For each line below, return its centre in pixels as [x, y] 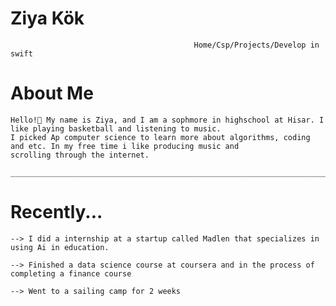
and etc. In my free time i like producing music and [125, 146]
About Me [52, 93]
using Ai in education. [60, 247]
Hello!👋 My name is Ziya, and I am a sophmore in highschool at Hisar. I [167, 120]
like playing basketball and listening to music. [116, 128]
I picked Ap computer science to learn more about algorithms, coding [160, 137]
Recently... [56, 212]
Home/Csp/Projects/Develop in [256, 45]
